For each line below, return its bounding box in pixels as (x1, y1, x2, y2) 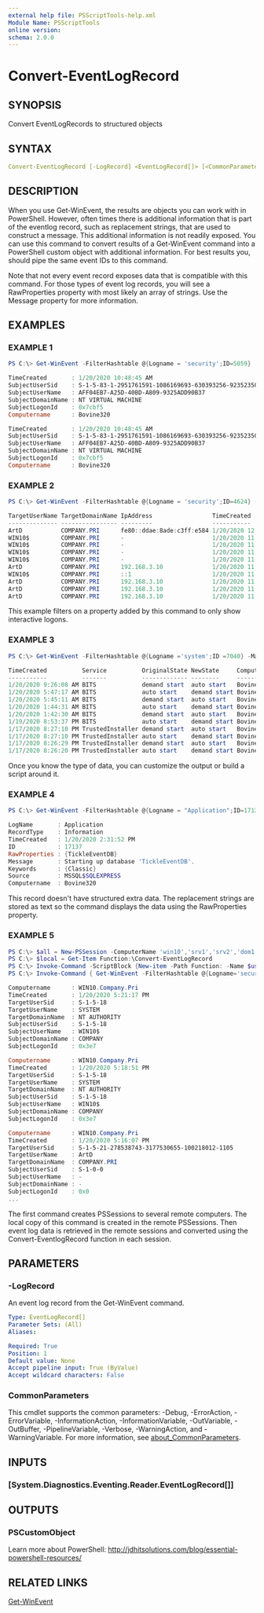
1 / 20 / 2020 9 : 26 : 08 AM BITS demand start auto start (8, 681, 226, 689)
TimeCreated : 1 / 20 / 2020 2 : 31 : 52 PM (8, 836, 135, 844)
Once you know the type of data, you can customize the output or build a (8, 761, 245, 771)
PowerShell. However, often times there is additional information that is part (8, 214, 252, 223)
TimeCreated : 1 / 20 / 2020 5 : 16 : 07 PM (8, 1136, 149, 1144)
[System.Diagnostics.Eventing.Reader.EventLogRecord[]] (8, 1479, 234, 1490)
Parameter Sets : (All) (8, 1321, 82, 1329)
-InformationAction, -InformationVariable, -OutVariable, (54, 1416, 233, 1426)
